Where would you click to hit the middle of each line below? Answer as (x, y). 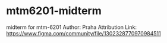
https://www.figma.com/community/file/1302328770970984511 (84, 33)
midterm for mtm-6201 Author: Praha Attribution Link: (71, 27)
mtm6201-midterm (54, 11)
